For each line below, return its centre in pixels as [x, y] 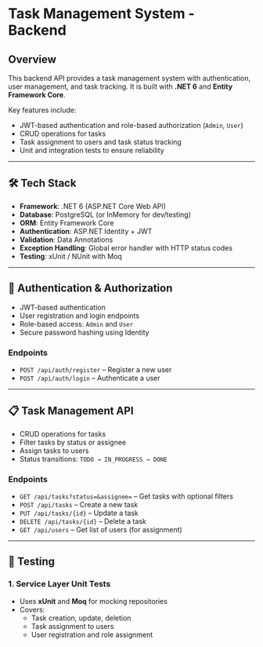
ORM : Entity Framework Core [67, 223]
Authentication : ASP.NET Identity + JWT [86, 231]
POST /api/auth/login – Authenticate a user [90, 378]
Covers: [32, 609]
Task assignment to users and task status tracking [100, 142]
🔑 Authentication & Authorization [90, 289]
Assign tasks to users [54, 450]
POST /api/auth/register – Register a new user [95, 369]
